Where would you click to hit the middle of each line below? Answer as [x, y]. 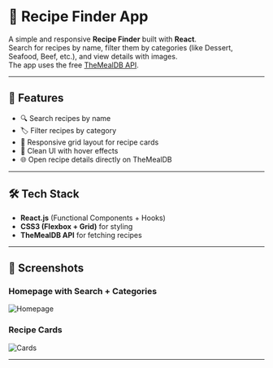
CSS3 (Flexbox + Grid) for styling [76, 226]
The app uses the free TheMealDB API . [74, 65]
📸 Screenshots [46, 268]
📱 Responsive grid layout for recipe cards [89, 142]
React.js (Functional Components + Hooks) [93, 218]
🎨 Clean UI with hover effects [69, 150]
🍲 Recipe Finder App [78, 17]
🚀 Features [36, 98]
